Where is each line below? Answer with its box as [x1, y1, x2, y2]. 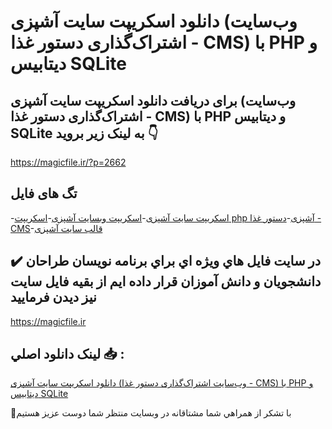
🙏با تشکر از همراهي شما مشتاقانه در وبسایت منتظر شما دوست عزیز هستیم [10, 407, 292, 419]
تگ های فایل [10, 185, 78, 202]
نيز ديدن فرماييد [10, 289, 97, 306]
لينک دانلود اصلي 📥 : [10, 346, 125, 363]
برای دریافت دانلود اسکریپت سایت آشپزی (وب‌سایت [10, 92, 297, 109]
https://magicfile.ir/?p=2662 [10, 156, 127, 168]
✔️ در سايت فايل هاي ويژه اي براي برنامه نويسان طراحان [10, 253, 322, 270]
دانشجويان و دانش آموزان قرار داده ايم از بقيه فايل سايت [10, 273, 322, 290]
